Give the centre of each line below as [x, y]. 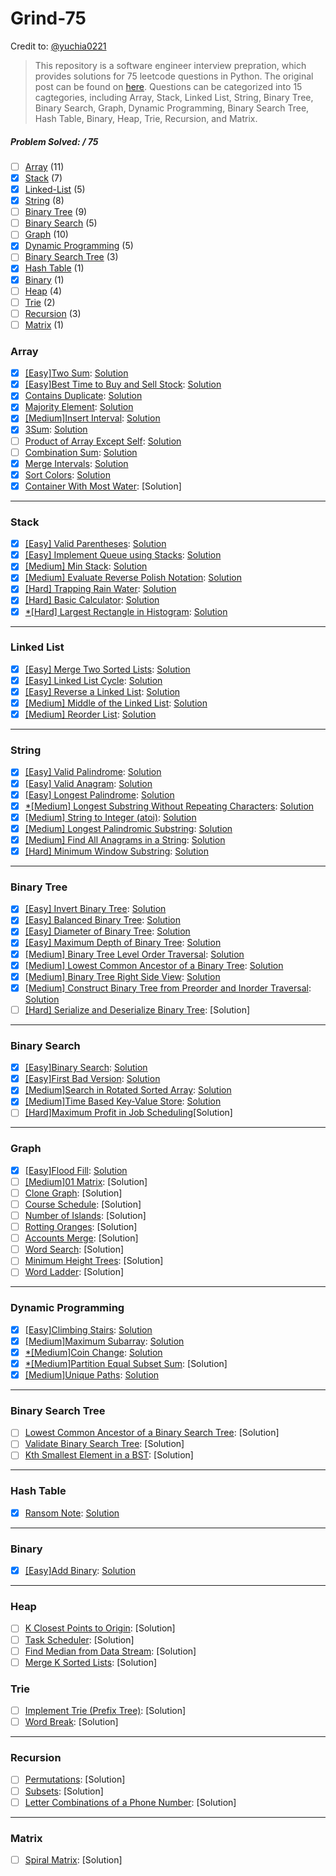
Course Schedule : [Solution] [83, 1204]
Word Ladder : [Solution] [74, 1272]
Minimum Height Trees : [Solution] [94, 1261]
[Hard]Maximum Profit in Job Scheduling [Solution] [128, 1113]
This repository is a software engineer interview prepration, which [170, 65]
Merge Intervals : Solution [76, 463]
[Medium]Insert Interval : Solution [92, 418]
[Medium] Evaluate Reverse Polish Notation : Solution [133, 578]
